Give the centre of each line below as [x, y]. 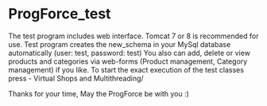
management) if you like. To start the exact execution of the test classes [126, 69]
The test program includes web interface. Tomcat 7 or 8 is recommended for [133, 36]
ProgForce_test [60, 14]
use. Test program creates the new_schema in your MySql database [120, 44]
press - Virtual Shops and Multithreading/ [76, 78]
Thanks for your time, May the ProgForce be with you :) [99, 93]
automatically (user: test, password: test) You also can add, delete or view [129, 53]
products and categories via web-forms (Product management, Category [128, 61]
